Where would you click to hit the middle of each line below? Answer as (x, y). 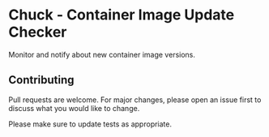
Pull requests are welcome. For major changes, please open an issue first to (135, 100)
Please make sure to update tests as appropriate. (90, 124)
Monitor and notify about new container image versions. (102, 54)
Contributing (41, 80)
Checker (38, 32)
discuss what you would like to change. (74, 108)
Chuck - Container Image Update (122, 15)
